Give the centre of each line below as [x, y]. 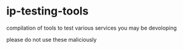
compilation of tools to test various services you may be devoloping [92, 28]
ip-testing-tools [47, 11]
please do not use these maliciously [51, 39]
